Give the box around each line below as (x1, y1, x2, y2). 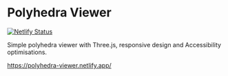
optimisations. (7, 48, 47, 56)
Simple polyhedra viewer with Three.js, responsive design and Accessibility (7, 40, 222, 49)
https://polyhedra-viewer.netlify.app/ (7, 61, 112, 69)
